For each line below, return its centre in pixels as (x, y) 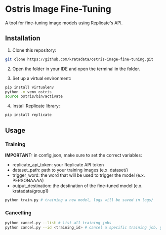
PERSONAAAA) (28, 180)
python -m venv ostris (28, 92)
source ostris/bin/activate (34, 97)
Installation (23, 38)
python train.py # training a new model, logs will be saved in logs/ (79, 200)
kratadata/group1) (30, 191)
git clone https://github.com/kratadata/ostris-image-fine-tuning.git (79, 59)
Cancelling (18, 212)
